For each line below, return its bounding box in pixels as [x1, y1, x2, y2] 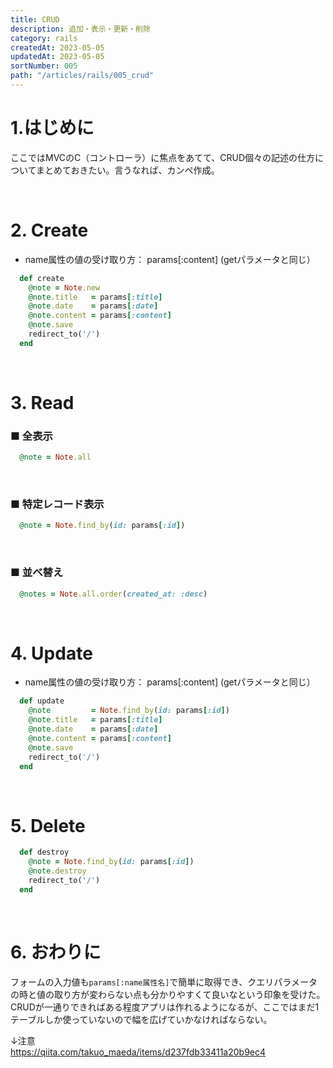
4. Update [10, 642, 93, 665]
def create [19, 273, 65, 283]
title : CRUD [10, 14, 60, 25]
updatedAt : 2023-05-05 [10, 52, 105, 62]
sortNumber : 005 [10, 61, 78, 71]
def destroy [19, 847, 70, 858]
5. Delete [10, 814, 86, 837]
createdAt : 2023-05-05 [10, 42, 105, 53]
